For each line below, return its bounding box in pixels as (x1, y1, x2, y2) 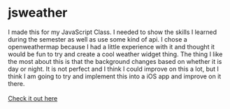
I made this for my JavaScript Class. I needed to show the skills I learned (8, 28, 217, 36)
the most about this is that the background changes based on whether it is (8, 57, 222, 65)
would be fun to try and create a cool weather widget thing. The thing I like (8, 50, 223, 58)
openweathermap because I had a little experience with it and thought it (8, 42, 215, 51)
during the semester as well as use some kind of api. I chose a (8, 35, 187, 43)
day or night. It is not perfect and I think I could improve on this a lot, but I (8, 65, 220, 73)
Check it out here (8, 94, 58, 102)
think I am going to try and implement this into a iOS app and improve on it (8, 72, 222, 81)
